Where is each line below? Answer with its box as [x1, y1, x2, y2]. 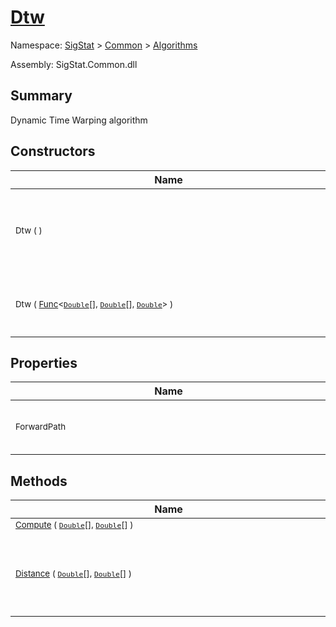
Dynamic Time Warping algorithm [10, 114, 148, 126]
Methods [10, 472, 68, 490]
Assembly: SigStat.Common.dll [10, 58, 138, 70]
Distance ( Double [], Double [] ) [15, 568, 133, 580]
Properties [10, 354, 78, 371]
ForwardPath [15, 421, 67, 433]
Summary [10, 87, 73, 105]
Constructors [10, 143, 96, 160]
